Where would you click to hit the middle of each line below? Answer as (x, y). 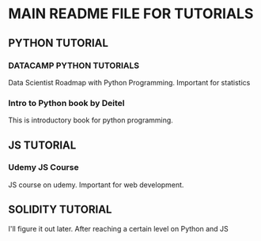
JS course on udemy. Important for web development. (96, 185)
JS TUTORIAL (42, 145)
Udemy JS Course (43, 168)
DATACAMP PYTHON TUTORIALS (74, 66)
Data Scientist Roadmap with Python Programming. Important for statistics (129, 82)
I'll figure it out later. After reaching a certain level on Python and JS (119, 228)
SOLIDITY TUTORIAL (60, 210)
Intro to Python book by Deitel (66, 103)
